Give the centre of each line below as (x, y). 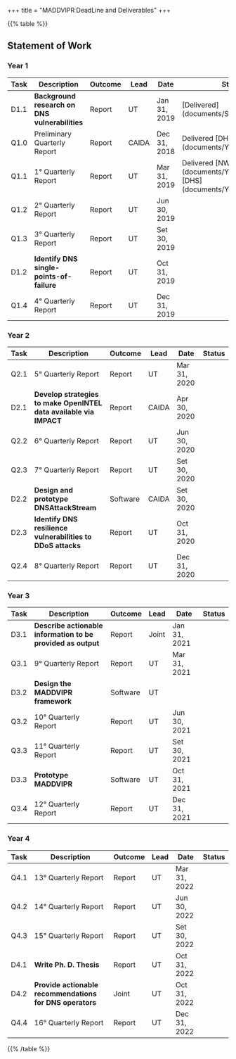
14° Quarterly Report (69, 906)
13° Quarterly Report (69, 877)
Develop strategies (67, 394)
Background (55, 96)
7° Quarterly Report (67, 469)
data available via (64, 412)
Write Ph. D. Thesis (67, 965)
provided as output (67, 643)
